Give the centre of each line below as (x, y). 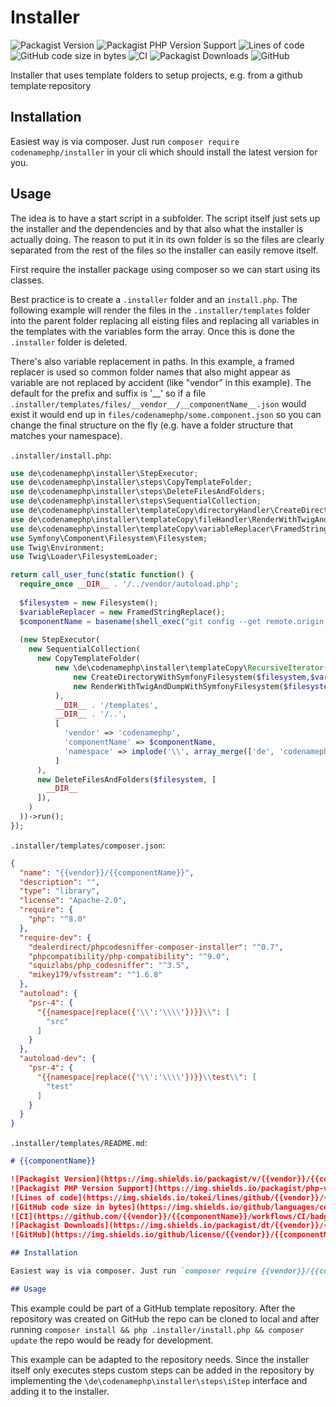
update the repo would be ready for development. (112, 1340)
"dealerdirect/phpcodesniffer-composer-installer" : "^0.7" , (156, 947)
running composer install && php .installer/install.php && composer (157, 1329)
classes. (27, 280)
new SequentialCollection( (84, 649)
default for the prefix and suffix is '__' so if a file (108, 393)
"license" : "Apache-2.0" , (73, 901)
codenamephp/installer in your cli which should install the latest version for (164, 152)
